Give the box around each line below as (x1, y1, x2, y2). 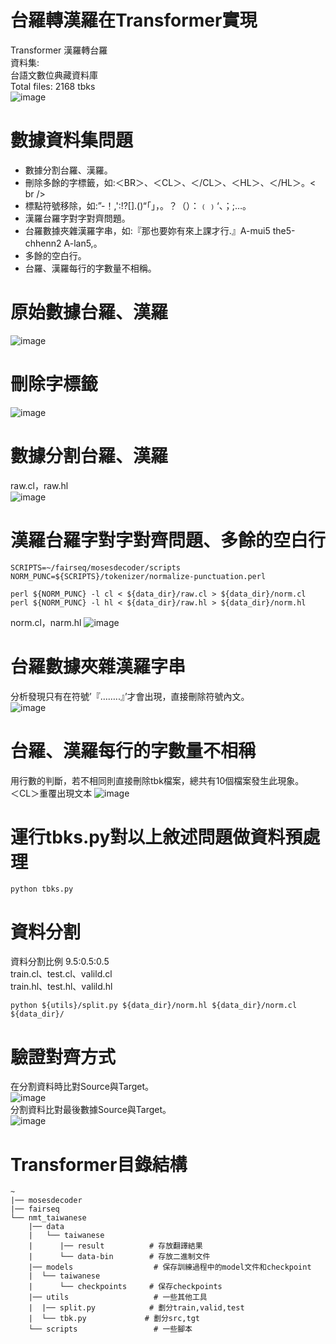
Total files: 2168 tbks (10, 80, 96, 92)
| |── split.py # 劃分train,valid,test (28, 1303, 245, 1313)
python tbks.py (10, 884, 74, 895)
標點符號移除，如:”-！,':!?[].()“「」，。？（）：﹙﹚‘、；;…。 (24, 199, 252, 211)
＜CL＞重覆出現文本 (10, 787, 93, 799)
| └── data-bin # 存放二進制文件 (28, 1252, 211, 1262)
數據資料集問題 (10, 129, 134, 152)
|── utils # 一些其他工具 (28, 1292, 208, 1303)
